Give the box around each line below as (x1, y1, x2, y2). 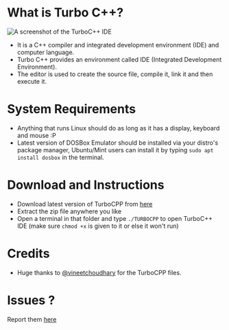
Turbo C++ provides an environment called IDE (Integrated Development (16, 55, 222, 63)
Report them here (7, 315, 57, 323)
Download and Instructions (7, 177, 165, 193)
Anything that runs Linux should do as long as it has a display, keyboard (16, 123, 220, 132)
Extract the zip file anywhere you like (16, 207, 122, 215)
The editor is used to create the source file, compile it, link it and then (16, 70, 213, 78)
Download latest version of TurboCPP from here (16, 200, 153, 208)
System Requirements (7, 102, 136, 117)
